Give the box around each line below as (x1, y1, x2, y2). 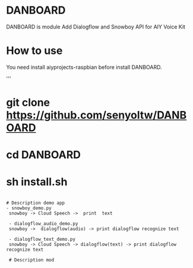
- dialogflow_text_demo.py (8, 237, 76, 243)
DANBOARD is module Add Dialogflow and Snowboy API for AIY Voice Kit (6, 23, 186, 30)
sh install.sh (6, 176, 68, 189)
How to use (6, 44, 63, 58)
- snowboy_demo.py (6, 205, 52, 211)
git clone (6, 96, 50, 110)
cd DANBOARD (6, 148, 81, 162)
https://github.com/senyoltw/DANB (6, 109, 187, 122)
